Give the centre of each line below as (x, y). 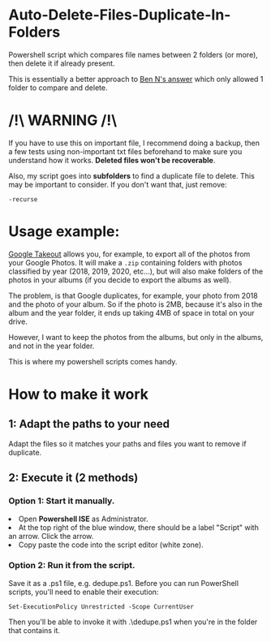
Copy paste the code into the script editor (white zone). (112, 545)
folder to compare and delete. (58, 88)
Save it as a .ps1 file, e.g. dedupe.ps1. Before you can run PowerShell (124, 583)
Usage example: (64, 232)
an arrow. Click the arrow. (51, 536)
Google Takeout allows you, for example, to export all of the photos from (129, 254)
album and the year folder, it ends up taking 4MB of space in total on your (131, 312)
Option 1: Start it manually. (62, 501)
